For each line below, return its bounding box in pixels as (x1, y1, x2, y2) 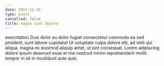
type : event (5, 12, 30, 17)
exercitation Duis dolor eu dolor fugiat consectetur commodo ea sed (5, 34, 144, 40)
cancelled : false (5, 16, 41, 21)
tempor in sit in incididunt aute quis (5, 55, 77, 62)
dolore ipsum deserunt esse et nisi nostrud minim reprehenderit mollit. (5, 50, 148, 56)
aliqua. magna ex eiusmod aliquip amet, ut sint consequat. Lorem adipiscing (5, 45, 160, 51)
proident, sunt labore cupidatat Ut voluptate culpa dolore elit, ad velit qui (5, 40, 152, 46)
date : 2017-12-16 (5, 7, 41, 12)
